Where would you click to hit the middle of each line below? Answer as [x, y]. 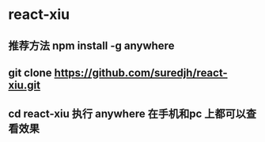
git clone [30, 73]
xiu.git [25, 85]
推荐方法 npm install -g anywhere [91, 45]
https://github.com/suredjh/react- [141, 73]
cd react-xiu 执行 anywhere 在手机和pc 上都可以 [127, 114]
